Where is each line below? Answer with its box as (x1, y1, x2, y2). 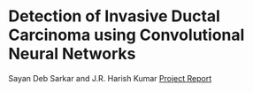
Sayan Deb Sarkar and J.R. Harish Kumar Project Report (8, 73, 212, 83)
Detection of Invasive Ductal (8, 6, 220, 27)
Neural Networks (8, 44, 136, 64)
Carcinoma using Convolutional (8, 25, 245, 45)
